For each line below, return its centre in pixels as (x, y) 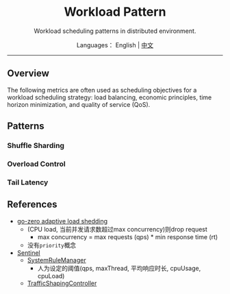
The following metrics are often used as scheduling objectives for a (102, 90)
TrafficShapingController (62, 283)
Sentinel (29, 253)
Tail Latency (28, 182)
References (32, 205)
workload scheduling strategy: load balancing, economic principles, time (110, 97)
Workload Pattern (115, 12)
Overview (28, 74)
